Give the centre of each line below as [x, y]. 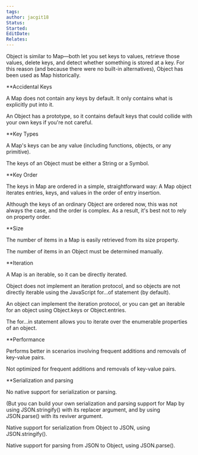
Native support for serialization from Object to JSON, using [78, 428]
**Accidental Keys [29, 87]
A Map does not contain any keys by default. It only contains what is [90, 98]
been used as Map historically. [44, 75]
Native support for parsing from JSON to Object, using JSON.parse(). [91, 445]
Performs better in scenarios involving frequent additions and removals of [96, 351]
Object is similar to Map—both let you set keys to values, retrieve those [93, 56]
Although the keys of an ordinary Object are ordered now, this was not [92, 204]
